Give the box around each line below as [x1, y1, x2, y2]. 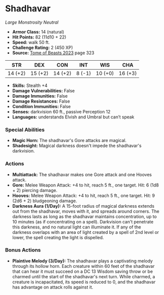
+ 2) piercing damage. [12, 187, 58, 193]
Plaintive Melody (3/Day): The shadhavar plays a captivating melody [12, 258, 153, 264]
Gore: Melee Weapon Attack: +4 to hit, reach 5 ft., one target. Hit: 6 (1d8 [12, 182, 159, 188]
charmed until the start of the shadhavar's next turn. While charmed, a [12, 273, 155, 279]
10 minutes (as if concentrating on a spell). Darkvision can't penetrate [12, 219, 154, 224]
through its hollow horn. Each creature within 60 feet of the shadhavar [12, 263, 155, 269]
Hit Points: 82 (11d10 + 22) [12, 34, 66, 40]
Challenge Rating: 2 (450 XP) [12, 44, 73, 50]
